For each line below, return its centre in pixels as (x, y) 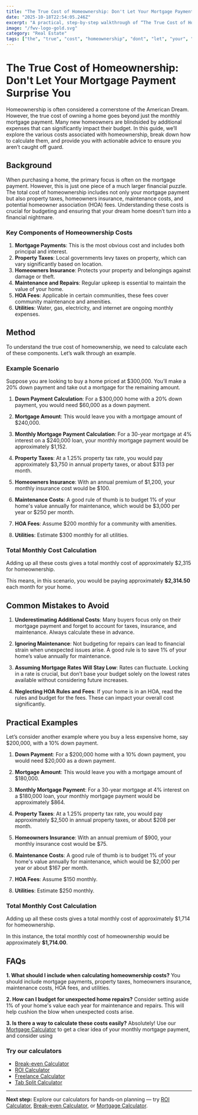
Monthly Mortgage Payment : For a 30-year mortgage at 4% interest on (102, 790)
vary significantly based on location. (59, 264)
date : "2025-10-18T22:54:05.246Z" (49, 17)
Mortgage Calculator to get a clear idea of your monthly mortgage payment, (98, 1030)
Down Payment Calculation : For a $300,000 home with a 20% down (98, 399)
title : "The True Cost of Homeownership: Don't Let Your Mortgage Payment (100, 11)
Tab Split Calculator (39, 1083)
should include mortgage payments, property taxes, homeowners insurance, (99, 982)
